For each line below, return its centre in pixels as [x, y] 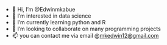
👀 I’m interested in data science [52, 16]
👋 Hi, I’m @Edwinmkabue [44, 9]
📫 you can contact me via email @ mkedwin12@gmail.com [85, 36]
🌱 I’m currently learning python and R [59, 22]
